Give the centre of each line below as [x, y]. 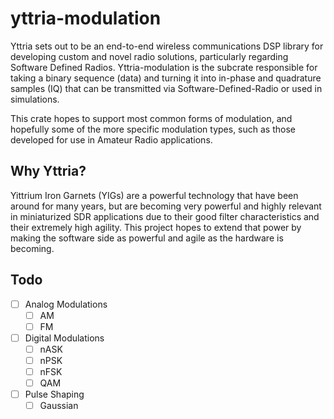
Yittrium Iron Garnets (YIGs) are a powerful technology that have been [154, 195]
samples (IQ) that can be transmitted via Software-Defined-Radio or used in [166, 88]
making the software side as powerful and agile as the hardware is [147, 238]
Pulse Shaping [54, 394]
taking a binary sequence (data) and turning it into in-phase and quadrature [166, 78]
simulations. [35, 99]
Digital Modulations [64, 338]
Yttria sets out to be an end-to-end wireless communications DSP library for [167, 46]
